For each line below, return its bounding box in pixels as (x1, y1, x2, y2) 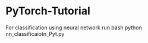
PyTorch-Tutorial (5, 4, 90, 18)
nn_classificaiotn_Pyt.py (5, 30, 65, 37)
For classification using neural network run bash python (5, 24, 142, 31)
